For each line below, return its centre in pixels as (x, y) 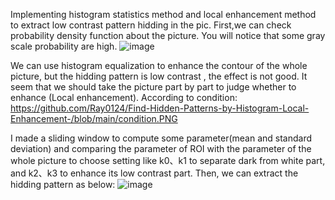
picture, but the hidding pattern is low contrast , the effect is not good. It (159, 76)
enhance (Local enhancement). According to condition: (124, 97)
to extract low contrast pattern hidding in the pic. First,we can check (151, 25)
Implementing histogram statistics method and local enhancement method (163, 14)
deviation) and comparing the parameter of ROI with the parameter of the (161, 148)
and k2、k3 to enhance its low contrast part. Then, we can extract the (154, 173)
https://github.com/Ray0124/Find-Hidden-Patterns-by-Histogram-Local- (160, 108)
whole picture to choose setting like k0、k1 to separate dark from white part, (168, 160)
